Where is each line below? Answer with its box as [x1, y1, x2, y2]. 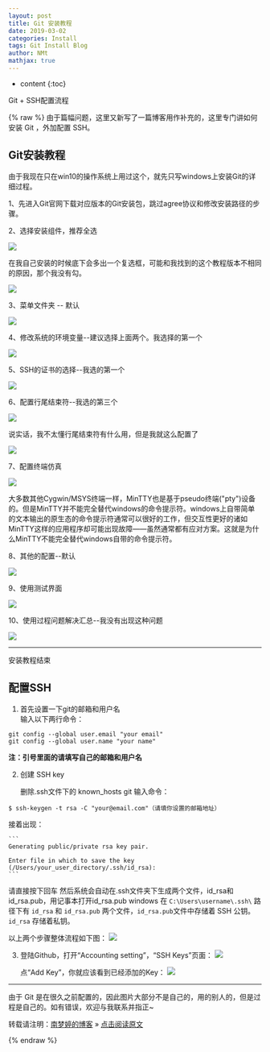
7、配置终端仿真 [8, 461, 62, 471]
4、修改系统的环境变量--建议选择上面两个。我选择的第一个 [8, 332, 202, 342]
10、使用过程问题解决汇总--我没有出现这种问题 [8, 615, 163, 625]
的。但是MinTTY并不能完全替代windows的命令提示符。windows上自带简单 [8, 503, 256, 513]
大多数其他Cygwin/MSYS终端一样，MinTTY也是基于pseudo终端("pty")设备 [8, 493, 256, 503]
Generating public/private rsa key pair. [8, 843, 149, 851]
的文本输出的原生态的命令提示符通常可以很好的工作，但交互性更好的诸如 [8, 513, 247, 524]
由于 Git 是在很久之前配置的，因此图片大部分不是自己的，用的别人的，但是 [8, 992, 255, 1001]
